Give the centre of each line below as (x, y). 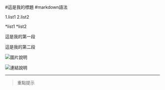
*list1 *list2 (16, 26)
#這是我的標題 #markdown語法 (36, 7)
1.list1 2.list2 (17, 17)
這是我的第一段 (20, 36)
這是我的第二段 (20, 47)
